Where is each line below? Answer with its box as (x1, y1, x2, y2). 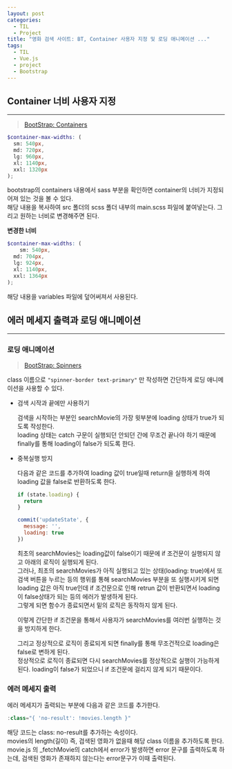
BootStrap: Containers (23, 120, 88, 129)
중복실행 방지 (17, 454, 53, 462)
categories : (7, 17, 41, 24)
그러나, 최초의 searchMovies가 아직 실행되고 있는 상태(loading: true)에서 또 (17, 566, 223, 575)
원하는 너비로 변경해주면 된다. (19, 212, 99, 220)
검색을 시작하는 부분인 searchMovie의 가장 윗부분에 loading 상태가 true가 (17, 413, 217, 422)
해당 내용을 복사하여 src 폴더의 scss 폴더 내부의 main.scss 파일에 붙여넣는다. (7, 203, 215, 212)
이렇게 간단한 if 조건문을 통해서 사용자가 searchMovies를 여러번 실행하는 (17, 615, 214, 624)
